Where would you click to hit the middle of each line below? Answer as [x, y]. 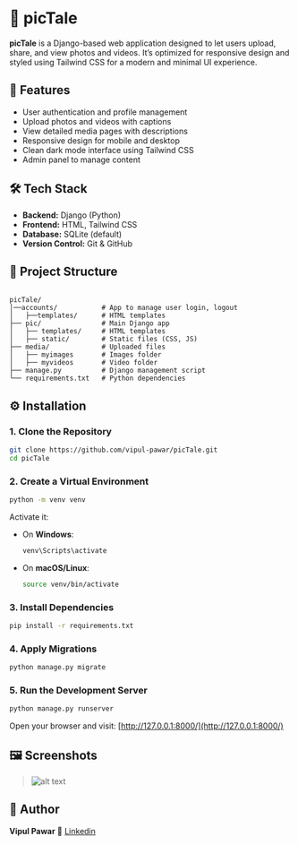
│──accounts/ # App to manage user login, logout [124, 308]
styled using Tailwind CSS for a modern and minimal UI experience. [133, 62]
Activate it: [29, 517]
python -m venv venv [48, 500]
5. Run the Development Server [78, 690]
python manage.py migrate [57, 668]
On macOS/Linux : [55, 567]
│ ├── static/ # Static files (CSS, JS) [104, 340]
